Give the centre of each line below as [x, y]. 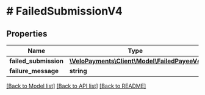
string [78, 71]
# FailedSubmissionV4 [65, 11]
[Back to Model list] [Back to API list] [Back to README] [76, 86]
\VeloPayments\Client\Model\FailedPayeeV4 [135, 61]
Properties [27, 34]
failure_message [34, 71]
